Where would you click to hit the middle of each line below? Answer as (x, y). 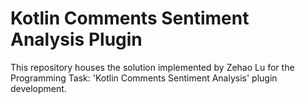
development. (38, 88)
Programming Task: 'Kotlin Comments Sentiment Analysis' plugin (144, 78)
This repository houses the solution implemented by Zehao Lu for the (152, 67)
